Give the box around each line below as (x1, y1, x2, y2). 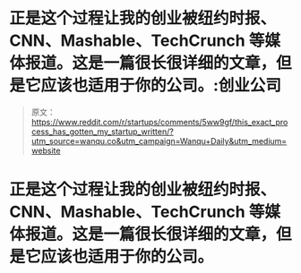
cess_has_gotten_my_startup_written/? (30, 126, 175, 137)
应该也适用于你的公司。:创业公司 (40, 75, 282, 96)
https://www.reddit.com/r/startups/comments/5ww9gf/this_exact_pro (30, 116, 288, 127)
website (30, 145, 61, 156)
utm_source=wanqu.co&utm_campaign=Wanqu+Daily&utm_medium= (30, 135, 288, 146)
